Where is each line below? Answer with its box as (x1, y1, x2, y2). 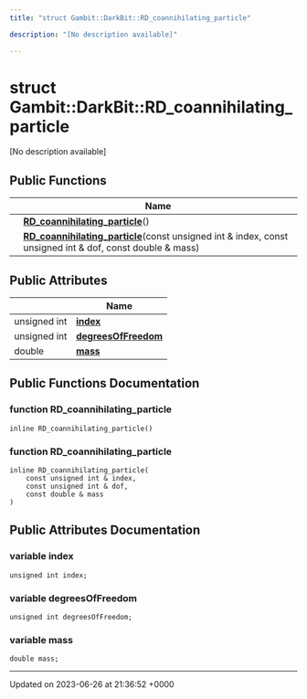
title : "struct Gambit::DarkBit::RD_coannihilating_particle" (9, 13, 251, 23)
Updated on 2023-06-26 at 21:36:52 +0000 (9, 679, 175, 690)
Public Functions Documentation (9, 376, 200, 391)
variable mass (9, 633, 73, 646)
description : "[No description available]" (9, 29, 178, 39)
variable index (9, 550, 75, 563)
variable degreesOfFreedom (9, 591, 137, 604)
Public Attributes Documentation (9, 523, 201, 538)
